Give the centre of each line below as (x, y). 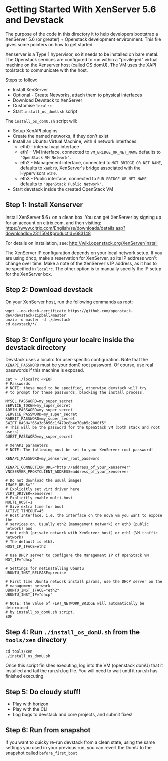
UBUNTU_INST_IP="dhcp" (29, 595)
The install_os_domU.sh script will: (41, 121)
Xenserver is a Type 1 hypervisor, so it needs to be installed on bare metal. (82, 54)
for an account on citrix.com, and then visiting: (53, 223)
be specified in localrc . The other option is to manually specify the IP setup (83, 268)
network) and (19, 529)
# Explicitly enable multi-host (39, 498)
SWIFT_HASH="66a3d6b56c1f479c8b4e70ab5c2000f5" (56, 423)
